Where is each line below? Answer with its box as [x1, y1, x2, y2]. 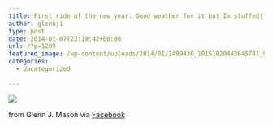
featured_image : [8, 50, 63, 58]
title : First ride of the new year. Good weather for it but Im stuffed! [8, 11, 264, 20]
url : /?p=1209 [8, 42, 57, 50]
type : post [8, 27, 45, 35]
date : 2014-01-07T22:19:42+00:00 [8, 34, 122, 43]
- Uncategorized [15, 65, 71, 73]
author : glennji [8, 20, 63, 28]
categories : [8, 58, 49, 66]
